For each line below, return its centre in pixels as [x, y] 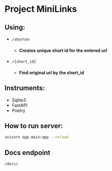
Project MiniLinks [41, 9]
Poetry [18, 110]
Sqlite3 [19, 100]
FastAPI [19, 105]
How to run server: [34, 126]
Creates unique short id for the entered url [63, 50]
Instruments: [25, 88]
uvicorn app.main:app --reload [37, 137]
